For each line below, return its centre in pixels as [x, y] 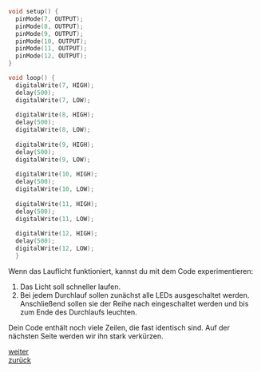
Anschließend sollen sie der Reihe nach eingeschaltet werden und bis [134, 303]
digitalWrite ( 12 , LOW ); [55, 249]
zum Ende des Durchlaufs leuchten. [78, 312]
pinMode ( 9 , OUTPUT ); [49, 34]
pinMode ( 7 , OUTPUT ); [49, 19]
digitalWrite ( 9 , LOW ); [53, 160]
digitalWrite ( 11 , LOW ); [55, 219]
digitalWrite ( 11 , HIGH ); [57, 204]
